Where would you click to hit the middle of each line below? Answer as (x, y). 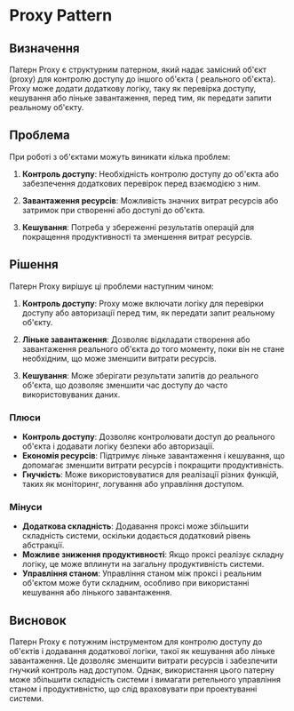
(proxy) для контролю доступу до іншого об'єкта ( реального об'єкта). (143, 79)
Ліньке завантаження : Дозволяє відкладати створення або (136, 340)
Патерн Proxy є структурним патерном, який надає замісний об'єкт (138, 69)
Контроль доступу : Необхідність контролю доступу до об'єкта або (151, 173)
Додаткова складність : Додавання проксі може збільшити (135, 526)
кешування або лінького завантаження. (97, 593)
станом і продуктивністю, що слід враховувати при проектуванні (133, 689)
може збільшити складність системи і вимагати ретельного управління (145, 680)
